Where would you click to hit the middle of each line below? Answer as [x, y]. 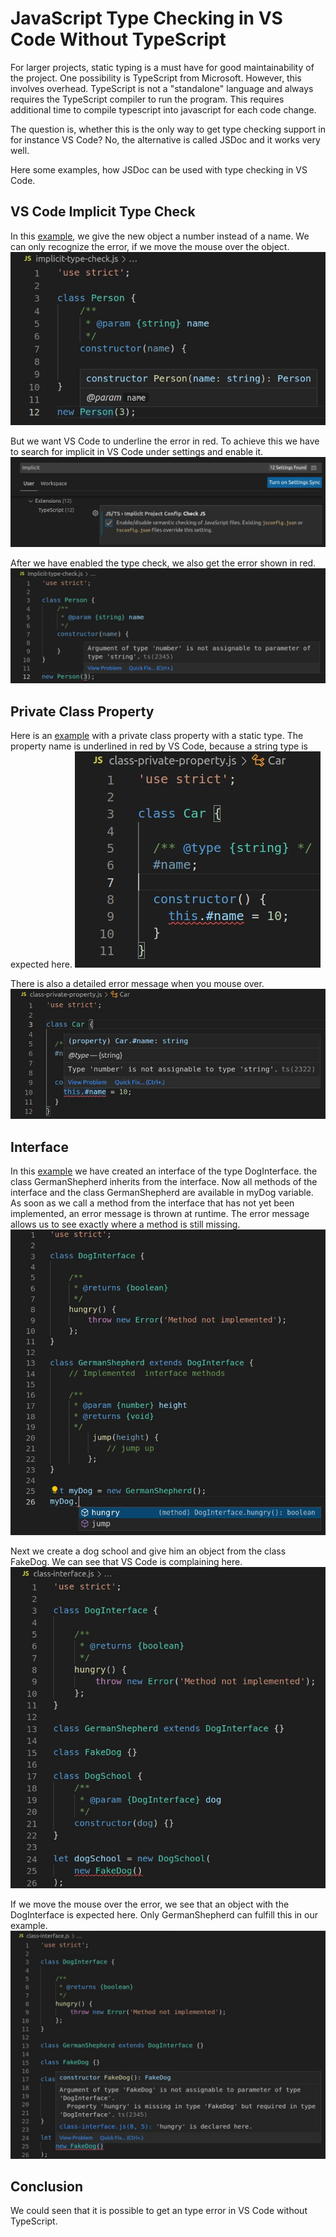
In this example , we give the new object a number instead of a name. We [160, 236]
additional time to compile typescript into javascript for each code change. [163, 109]
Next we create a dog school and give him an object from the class [148, 1551]
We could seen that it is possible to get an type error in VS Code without [159, 2211]
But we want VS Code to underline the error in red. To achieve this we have [165, 441]
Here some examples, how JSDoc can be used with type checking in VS [159, 169]
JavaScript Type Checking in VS [146, 18]
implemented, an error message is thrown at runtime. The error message [160, 1213]
